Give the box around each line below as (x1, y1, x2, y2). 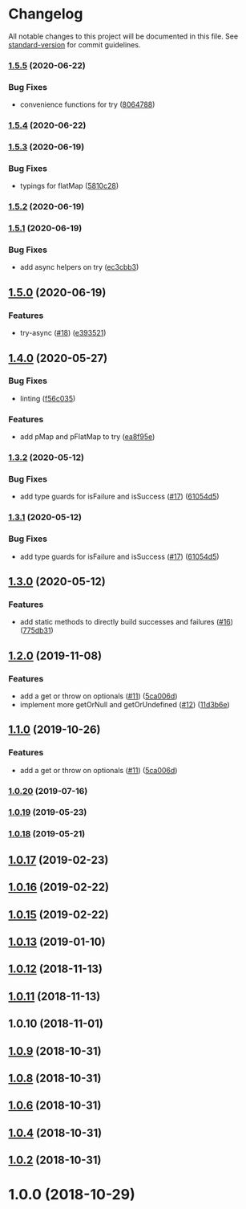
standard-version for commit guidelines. (8, 39, 141, 49)
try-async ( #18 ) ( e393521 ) (19, 328, 107, 338)
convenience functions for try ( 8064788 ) (19, 100, 155, 109)
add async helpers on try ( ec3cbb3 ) (19, 263, 139, 272)
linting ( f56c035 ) (19, 393, 76, 403)
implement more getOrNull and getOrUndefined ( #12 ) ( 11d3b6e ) (19, 699, 230, 709)
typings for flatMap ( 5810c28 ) (19, 181, 119, 191)
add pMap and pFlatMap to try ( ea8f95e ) (19, 432, 155, 442)
